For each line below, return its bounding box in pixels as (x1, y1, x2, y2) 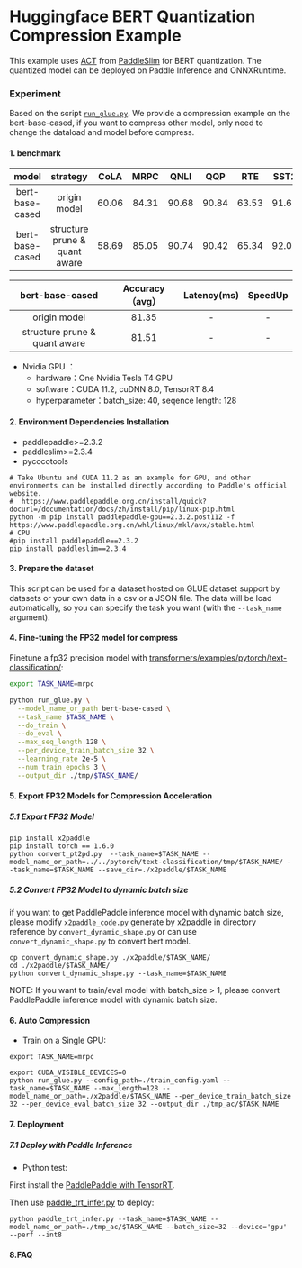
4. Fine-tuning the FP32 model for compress (9, 633, 178, 643)
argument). (9, 611, 51, 623)
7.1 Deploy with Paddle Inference (9, 1139, 133, 1150)
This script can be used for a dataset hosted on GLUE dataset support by (9, 583, 280, 594)
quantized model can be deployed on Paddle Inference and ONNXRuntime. (9, 65, 287, 76)
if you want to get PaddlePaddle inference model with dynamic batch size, (9, 908, 285, 918)
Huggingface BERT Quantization (9, 6, 256, 27)
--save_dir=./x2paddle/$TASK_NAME (97, 865, 227, 875)
